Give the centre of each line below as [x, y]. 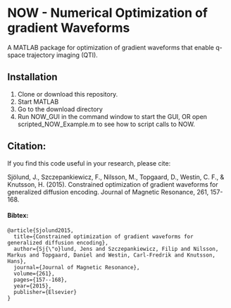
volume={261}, [34, 273]
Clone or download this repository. [68, 94]
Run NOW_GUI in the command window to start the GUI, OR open [112, 116]
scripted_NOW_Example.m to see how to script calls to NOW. [106, 124]
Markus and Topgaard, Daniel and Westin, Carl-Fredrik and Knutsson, [112, 255]
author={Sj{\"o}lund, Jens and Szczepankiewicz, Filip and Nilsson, [116, 249]
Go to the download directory [60, 109]
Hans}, [17, 261]
